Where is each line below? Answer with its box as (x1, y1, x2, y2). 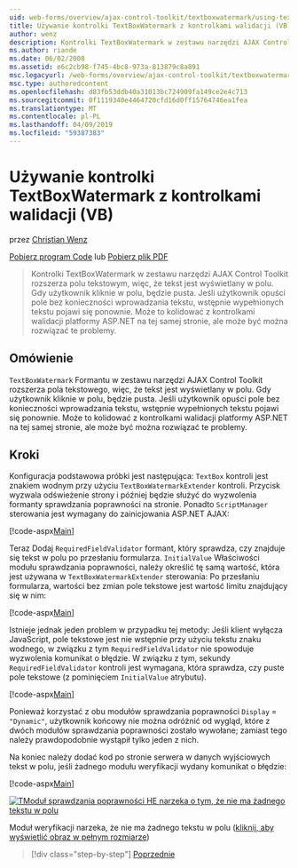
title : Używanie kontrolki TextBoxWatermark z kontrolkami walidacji (9, 21, 272, 30)
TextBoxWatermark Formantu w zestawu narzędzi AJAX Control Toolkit (9, 374, 263, 385)
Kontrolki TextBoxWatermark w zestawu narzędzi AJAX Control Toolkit (30, 268, 289, 279)
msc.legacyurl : (9, 71, 66, 80)
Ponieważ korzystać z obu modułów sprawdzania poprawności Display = (9, 706, 278, 717)
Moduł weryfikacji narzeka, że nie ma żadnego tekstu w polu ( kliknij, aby (9, 823, 275, 833)
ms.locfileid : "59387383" (9, 129, 105, 138)
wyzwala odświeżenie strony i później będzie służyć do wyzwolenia (9, 490, 257, 500)
